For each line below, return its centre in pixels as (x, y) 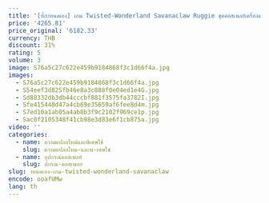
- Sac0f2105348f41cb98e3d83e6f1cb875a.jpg (87, 120)
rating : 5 (25, 53)
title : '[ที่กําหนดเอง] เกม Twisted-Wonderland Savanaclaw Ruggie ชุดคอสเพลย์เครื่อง (133, 16)
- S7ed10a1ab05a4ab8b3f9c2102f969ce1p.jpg (87, 113)
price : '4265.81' (37, 23)
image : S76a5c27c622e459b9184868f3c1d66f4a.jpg (89, 68)
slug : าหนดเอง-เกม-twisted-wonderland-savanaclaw (89, 172)
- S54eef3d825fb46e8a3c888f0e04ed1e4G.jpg (87, 90)
